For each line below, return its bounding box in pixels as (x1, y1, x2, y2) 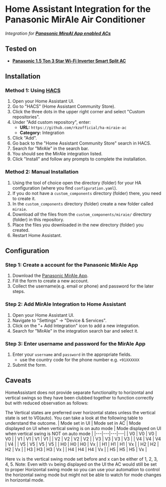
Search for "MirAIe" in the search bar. (12, 146, 89, 151)
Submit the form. (12, 362, 47, 368)
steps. (12, 289, 25, 294)
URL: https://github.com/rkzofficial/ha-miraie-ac (19, 125, 127, 131)
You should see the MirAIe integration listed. (12, 151, 103, 157)
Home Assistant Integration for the (5, 3, 151, 15)
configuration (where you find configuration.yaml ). (12, 185, 117, 191)
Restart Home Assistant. (12, 232, 62, 238)
